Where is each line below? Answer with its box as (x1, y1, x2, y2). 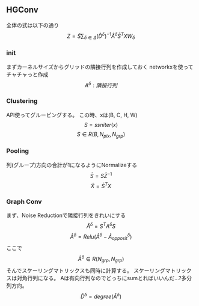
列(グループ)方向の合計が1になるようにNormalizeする (6, 161, 138, 168)
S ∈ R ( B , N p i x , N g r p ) (76, 130, 126, 139)
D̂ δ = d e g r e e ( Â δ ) (80, 292, 122, 300)
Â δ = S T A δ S (86, 222, 116, 230)
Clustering (6, 97, 38, 105)
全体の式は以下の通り (6, 21, 59, 29)
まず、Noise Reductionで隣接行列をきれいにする (6, 212, 126, 219)
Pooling (6, 147, 29, 155)
